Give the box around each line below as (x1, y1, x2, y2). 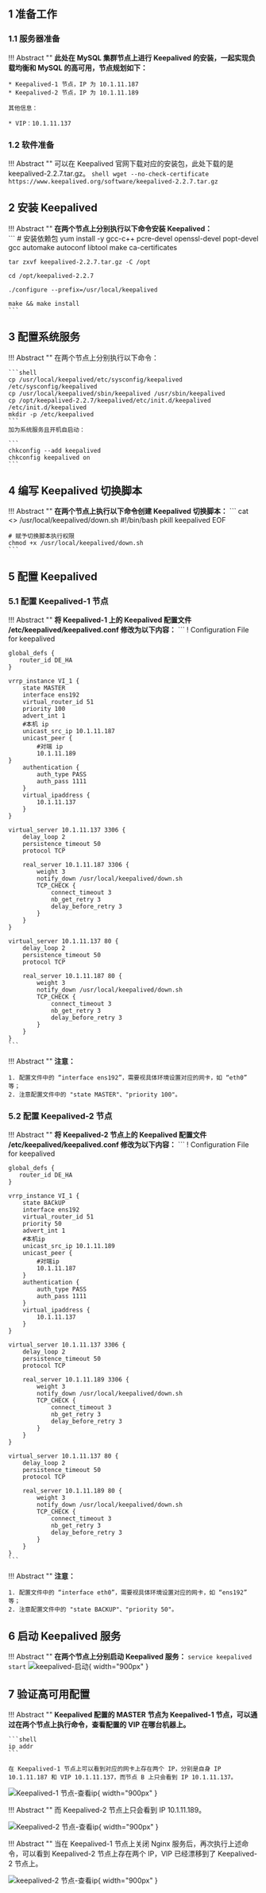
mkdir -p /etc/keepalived (8, 410, 94, 419)
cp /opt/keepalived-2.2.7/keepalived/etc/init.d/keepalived (8, 396, 212, 404)
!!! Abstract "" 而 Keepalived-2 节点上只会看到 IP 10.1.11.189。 (8, 1806, 206, 1815)
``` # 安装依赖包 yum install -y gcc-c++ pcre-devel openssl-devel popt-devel (8, 234, 259, 243)
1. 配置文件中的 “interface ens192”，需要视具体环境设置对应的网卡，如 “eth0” (8, 1074, 248, 1082)
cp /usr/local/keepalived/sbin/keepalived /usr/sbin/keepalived (8, 389, 226, 397)
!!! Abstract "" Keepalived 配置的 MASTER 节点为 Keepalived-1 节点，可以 (8, 1710, 251, 1720)
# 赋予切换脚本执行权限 (8, 532, 75, 540)
